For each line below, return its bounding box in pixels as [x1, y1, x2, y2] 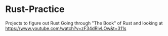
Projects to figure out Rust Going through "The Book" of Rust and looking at [5, 20, 163, 26]
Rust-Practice [5, 3, 65, 15]
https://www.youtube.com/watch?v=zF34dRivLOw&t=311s [5, 25, 127, 31]
